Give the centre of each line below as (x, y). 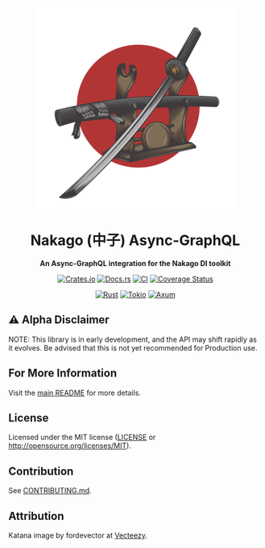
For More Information (63, 374)
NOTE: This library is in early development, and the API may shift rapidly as (133, 339)
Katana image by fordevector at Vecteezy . (78, 535)
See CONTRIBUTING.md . (50, 491)
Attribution (36, 516)
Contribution (41, 471)
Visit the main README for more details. (75, 392)
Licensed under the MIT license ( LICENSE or (82, 438)
